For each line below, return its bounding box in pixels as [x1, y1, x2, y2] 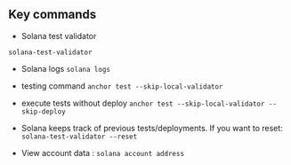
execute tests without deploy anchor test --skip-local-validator [20, 98, 265, 108]
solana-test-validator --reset [20, 132, 138, 141]
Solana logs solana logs [20, 63, 110, 74]
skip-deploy [20, 106, 66, 116]
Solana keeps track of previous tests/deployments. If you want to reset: [20, 122, 284, 133]
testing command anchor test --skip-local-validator [20, 80, 223, 91]
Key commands [8, 7, 97, 22]
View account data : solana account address [20, 147, 184, 158]
